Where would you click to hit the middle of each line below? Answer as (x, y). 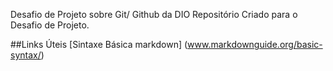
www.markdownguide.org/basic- (255, 44)
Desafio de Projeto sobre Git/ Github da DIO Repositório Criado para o (154, 14)
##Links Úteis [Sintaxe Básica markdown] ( (99, 44)
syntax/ (26, 55)
